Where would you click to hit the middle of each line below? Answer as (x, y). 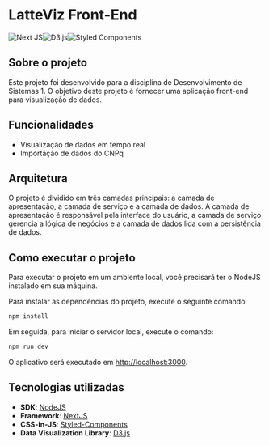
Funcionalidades (51, 125)
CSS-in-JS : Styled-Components (74, 424)
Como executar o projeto (72, 258)
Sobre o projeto (48, 63)
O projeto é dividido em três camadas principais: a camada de (111, 198)
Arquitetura (38, 178)
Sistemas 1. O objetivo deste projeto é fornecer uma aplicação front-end (128, 91)
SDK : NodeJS (43, 407)
